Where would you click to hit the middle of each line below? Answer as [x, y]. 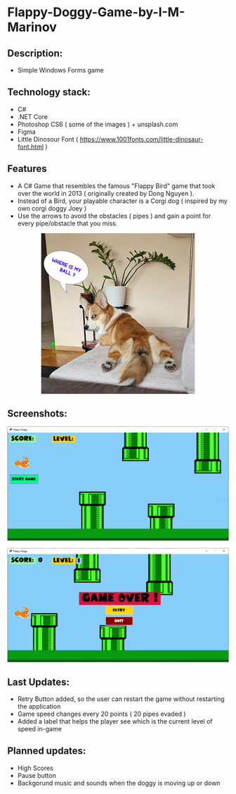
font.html [31, 147]
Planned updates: [47, 751]
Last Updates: [39, 682]
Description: [35, 53]
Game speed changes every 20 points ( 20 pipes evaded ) [101, 714]
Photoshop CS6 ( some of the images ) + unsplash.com [98, 124]
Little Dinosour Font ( [48, 139]
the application [39, 707]
